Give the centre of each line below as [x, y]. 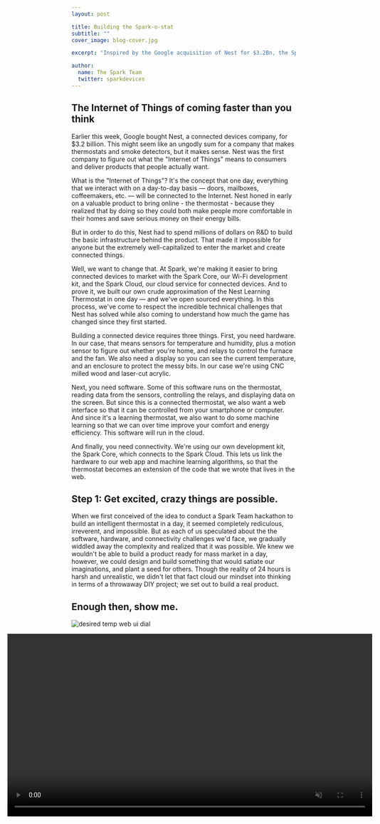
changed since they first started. [119, 321]
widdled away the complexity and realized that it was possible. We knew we [183, 547]
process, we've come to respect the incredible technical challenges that [177, 307]
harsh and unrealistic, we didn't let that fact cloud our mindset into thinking [181, 577]
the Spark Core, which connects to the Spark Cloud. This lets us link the [177, 454]
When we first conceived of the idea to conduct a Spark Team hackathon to [183, 516]
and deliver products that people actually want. [141, 166]
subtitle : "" [91, 34]
